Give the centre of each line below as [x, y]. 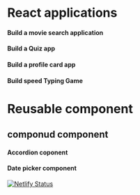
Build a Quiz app [31, 49]
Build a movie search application [55, 32]
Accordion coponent [38, 152]
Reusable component [70, 109]
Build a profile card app [41, 64]
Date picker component [42, 168]
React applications [62, 13]
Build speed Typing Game [45, 80]
